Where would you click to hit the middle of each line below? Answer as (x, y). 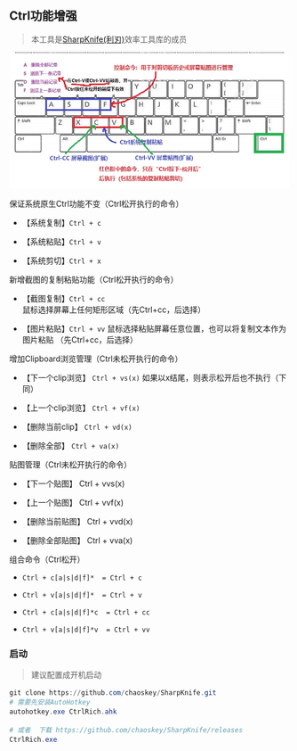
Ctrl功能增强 (43, 16)
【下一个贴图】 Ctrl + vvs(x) (73, 483)
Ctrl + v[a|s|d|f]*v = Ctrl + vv (86, 630)
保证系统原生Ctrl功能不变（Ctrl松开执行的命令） (96, 203)
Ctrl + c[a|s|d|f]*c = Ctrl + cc (86, 612)
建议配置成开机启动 (66, 674)
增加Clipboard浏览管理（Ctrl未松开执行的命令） (96, 359)
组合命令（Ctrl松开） (47, 559)
